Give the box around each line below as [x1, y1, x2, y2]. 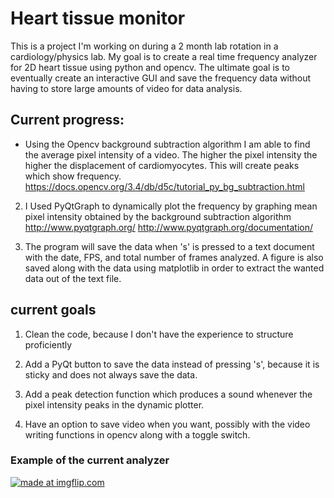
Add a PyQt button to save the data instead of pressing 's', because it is [24, 358, 320, 370]
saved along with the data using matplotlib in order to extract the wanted [24, 262, 325, 274]
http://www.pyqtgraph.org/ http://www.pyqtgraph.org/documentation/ [24, 221, 314, 233]
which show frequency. [24, 170, 122, 182]
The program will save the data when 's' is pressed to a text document [24, 240, 315, 252]
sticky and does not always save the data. [24, 368, 198, 381]
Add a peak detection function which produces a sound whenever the [24, 388, 313, 400]
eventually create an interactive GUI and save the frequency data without [10, 72, 312, 84]
